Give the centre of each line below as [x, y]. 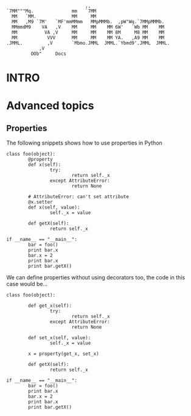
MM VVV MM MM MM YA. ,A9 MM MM [88, 38]
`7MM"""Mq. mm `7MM [51, 11]
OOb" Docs [49, 54]
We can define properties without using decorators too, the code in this [96, 278]
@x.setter [40, 202]
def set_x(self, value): [60, 338]
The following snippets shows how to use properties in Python [85, 143]
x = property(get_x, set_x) [64, 354]
